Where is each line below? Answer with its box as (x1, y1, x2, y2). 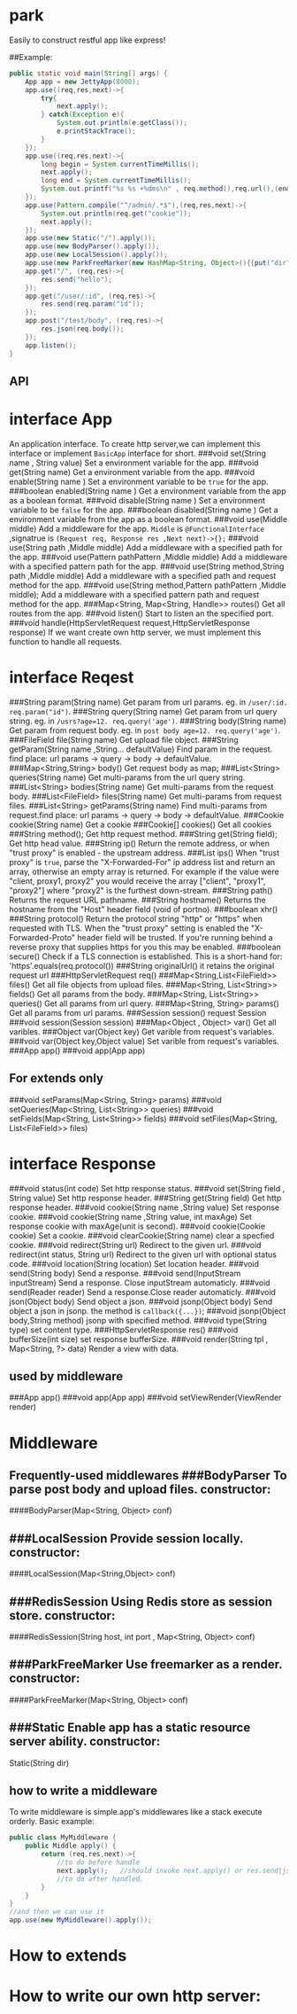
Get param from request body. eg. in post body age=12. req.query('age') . (9, 724, 281, 736)
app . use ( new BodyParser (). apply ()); (25, 242, 161, 251)
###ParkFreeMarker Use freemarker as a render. (9, 1657, 283, 1672)
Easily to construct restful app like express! (9, 35, 166, 45)
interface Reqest (9, 667, 134, 688)
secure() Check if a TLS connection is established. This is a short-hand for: (9, 950, 283, 962)
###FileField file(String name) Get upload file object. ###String (9, 734, 239, 745)
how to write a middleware (9, 1784, 157, 1799)
